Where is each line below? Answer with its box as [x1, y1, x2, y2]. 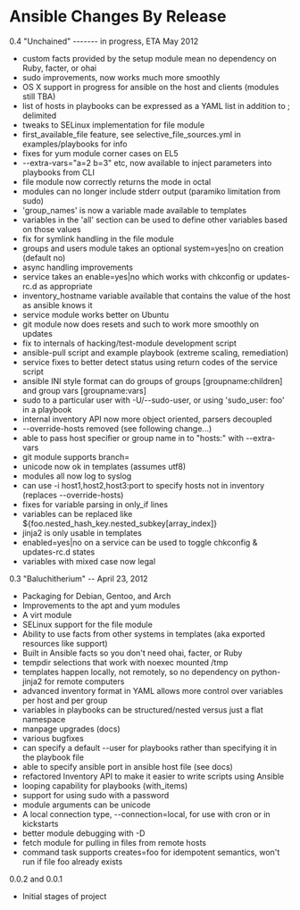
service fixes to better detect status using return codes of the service [21, 356, 279, 367]
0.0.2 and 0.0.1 [9, 873, 62, 884]
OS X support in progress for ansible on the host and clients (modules [21, 81, 279, 92]
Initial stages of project [21, 890, 107, 901]
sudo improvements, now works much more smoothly [21, 71, 221, 82]
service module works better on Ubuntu [21, 309, 170, 320]
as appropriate [38, 280, 93, 291]
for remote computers [44, 676, 125, 687]
